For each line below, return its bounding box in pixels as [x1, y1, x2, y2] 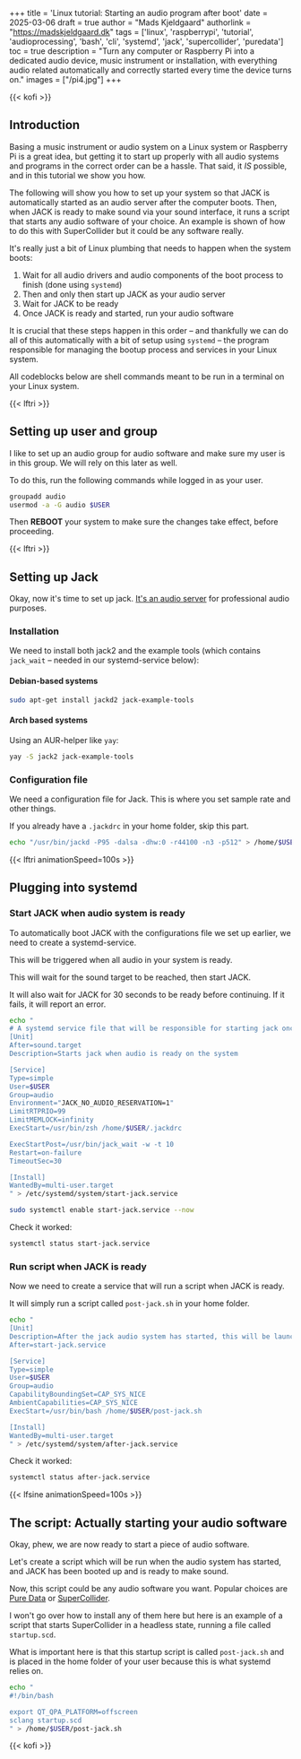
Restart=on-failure [9, 1148, 82, 1157]
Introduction [9, 117, 81, 133]
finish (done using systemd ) [21, 279, 123, 290]
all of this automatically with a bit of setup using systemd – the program [9, 334, 270, 345]
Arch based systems [9, 715, 88, 725]
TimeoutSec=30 [9, 1157, 63, 1165]
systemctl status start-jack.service [9, 1239, 150, 1248]
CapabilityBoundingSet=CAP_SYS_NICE [9, 1390, 146, 1399]
